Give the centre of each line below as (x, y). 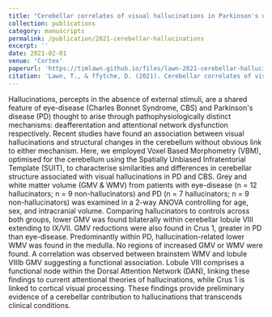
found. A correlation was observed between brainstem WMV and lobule (128, 254)
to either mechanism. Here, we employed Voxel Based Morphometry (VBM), (135, 150)
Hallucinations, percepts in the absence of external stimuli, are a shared (128, 99)
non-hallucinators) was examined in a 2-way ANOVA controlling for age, (128, 202)
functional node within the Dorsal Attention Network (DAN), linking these (129, 271)
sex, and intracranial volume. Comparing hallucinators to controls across (129, 210)
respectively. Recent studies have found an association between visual (126, 133)
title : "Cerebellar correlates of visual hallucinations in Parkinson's (134, 16)
